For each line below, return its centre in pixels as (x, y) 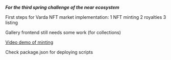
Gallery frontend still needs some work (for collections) (63, 32)
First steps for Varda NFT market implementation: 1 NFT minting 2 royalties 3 (86, 17)
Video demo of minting (29, 42)
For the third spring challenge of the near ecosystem (63, 7)
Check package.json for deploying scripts (49, 52)
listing (11, 23)
